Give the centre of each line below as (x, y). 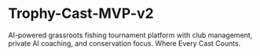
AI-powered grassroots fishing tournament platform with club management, (130, 35)
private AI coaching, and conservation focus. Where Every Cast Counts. (125, 43)
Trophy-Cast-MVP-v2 (81, 14)
